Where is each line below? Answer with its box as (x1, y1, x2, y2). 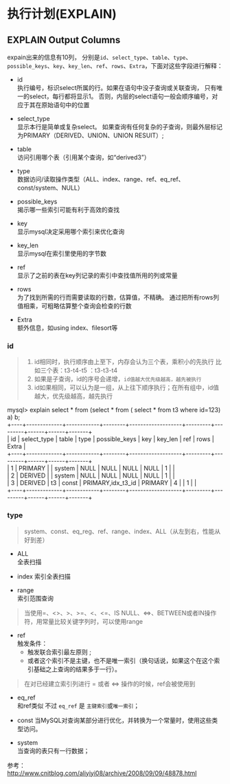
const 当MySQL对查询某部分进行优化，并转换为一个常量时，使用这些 (16, 716, 212, 724)
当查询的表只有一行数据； (16, 746, 90, 754)
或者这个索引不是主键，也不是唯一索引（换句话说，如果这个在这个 (27, 656, 214, 664)
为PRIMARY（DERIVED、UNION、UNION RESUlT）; (16, 131, 164, 139)
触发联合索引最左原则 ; (27, 647, 91, 656)
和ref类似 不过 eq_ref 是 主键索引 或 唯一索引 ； (16, 702, 140, 710)
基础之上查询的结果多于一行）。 (33, 664, 122, 673)
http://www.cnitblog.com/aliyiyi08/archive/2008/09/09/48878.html (7, 769, 197, 777)
